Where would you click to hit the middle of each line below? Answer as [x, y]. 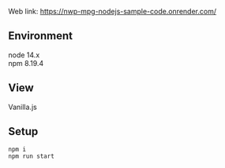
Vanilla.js [22, 107]
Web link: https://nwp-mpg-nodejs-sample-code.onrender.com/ [112, 11]
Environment [41, 36]
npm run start [32, 156]
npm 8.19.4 [26, 63]
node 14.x [24, 55]
